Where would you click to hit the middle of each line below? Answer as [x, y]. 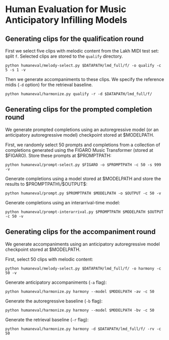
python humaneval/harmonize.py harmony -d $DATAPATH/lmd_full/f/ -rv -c [83, 329]
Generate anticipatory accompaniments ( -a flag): [56, 282]
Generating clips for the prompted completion [79, 110]
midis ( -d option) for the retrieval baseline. [49, 85]
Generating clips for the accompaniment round [80, 232]
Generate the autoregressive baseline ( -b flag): [54, 301]
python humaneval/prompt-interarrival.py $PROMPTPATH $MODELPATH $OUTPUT [84, 212]
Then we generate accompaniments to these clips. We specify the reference [85, 79]
